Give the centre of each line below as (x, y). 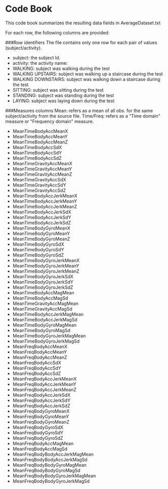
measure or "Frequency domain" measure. (50, 121)
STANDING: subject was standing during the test (63, 95)
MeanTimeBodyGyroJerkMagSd (46, 341)
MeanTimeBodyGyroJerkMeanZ (46, 271)
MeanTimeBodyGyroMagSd (41, 330)
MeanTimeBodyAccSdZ (37, 158)
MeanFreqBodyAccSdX (37, 362)
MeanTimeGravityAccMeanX (42, 163)
